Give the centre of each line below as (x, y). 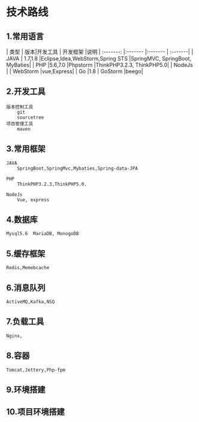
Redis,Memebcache (28, 268)
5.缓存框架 (26, 253)
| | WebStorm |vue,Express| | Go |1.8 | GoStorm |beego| (75, 71)
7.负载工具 (25, 322)
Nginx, (14, 336)
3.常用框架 (26, 149)
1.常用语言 (25, 36)
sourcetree (31, 117)
